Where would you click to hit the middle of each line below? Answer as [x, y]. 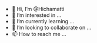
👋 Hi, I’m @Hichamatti [38, 9]
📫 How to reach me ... [39, 34]
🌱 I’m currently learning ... [43, 21]
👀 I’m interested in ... [36, 15]
